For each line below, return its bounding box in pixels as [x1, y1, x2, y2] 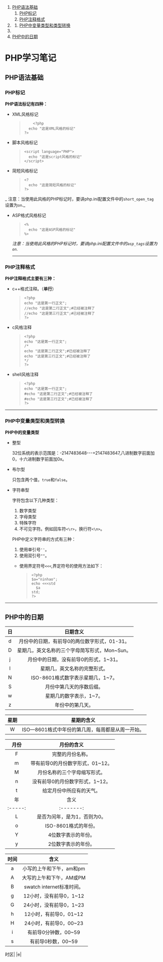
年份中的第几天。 [55, 702, 94, 709]
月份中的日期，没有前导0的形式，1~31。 [27, 656, 121, 663]
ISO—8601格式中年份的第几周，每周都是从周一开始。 [22, 726, 145, 733]
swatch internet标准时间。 [24, 883, 84, 890]
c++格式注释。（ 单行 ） [12, 286, 57, 292]
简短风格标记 [12, 168, 38, 173]
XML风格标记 [12, 111, 39, 117]
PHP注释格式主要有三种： [5, 276, 57, 282]
